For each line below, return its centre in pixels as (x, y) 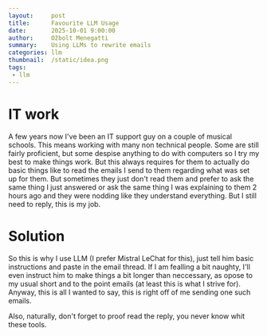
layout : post (37, 16)
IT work (34, 114)
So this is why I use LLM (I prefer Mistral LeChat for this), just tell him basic (131, 258)
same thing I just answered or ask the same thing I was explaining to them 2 (133, 187)
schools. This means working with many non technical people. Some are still (133, 145)
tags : (17, 68)
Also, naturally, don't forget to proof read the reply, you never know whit (127, 316)
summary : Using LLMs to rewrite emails (80, 45)
